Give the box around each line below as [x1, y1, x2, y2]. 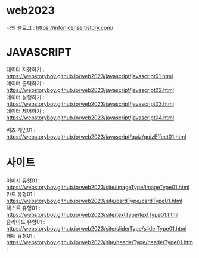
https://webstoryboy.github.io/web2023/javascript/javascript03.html [6, 100, 175, 107]
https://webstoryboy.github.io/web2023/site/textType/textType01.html [6, 211, 179, 218]
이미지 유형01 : [6, 177, 41, 184]
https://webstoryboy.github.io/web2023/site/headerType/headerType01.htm [6, 238, 194, 245]
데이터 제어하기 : [6, 107, 45, 114]
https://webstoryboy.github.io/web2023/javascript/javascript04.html [6, 114, 175, 121]
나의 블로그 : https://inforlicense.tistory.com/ [6, 24, 114, 31]
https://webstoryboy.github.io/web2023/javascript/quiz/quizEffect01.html [6, 133, 186, 140]
